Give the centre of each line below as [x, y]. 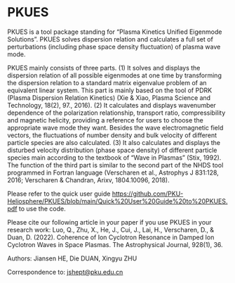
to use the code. [42, 208]
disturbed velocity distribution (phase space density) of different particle [112, 150]
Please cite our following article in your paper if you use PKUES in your [109, 222]
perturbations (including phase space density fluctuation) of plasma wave [114, 46]
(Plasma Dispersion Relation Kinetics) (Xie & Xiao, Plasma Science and [109, 98]
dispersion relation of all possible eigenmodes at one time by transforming [115, 75]
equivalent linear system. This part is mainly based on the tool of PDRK [110, 90]
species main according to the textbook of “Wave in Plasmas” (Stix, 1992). [114, 157]
